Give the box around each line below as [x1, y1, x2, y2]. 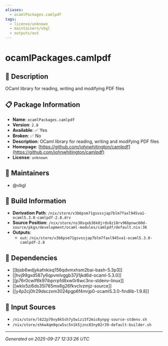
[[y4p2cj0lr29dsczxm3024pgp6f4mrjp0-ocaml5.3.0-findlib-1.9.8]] [12, 288, 149, 294]
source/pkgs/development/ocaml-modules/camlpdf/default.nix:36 [12, 225, 147, 230]
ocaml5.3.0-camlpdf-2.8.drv [12, 215, 71, 221]
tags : [5, 17, 16, 22]
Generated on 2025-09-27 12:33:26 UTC [5, 336, 89, 342]
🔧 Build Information [5, 197, 66, 206]
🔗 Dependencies [5, 254, 57, 262]
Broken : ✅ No [12, 132, 41, 138]
